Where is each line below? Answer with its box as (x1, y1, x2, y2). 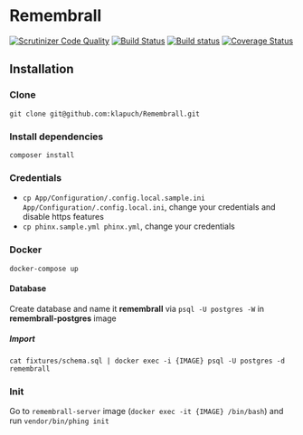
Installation (9, 61, 74, 77)
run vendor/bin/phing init (9, 415, 110, 426)
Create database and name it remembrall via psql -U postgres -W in (9, 303, 265, 314)
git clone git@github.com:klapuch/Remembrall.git (9, 109, 201, 118)
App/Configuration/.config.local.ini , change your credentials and (22, 202, 276, 213)
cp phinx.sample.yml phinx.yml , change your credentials (22, 221, 235, 232)
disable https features (22, 212, 104, 222)
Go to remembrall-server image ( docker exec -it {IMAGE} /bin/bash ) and (9, 405, 284, 416)
